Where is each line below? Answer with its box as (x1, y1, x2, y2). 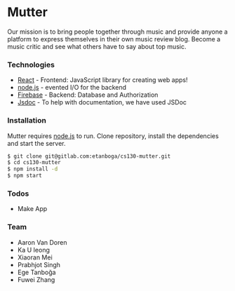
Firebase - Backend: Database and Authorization (17, 90, 159, 99)
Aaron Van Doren (17, 238, 67, 246)
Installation (7, 116, 47, 126)
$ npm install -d (7, 165, 58, 172)
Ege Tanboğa (17, 268, 56, 276)
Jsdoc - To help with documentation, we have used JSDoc (17, 98, 187, 107)
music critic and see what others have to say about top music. (7, 42, 187, 50)
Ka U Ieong (17, 245, 51, 254)
